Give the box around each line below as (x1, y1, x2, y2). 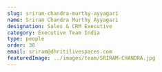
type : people (7, 36, 45, 43)
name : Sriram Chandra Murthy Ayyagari (7, 16, 119, 23)
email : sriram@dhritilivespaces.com (7, 49, 112, 56)
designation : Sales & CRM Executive (7, 23, 112, 29)
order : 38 (7, 42, 36, 49)
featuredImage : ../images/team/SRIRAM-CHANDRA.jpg (7, 55, 156, 62)
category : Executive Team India (7, 29, 100, 36)
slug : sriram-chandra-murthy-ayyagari (7, 10, 119, 17)
